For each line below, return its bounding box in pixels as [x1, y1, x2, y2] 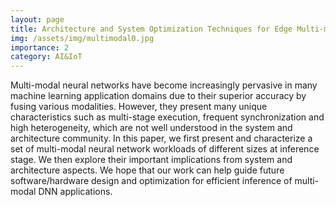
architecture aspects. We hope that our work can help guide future [10, 164, 285, 176]
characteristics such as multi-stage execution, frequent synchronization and [10, 111, 325, 123]
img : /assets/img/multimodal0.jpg [10, 33, 155, 43]
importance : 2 [10, 42, 70, 53]
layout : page [10, 14, 65, 25]
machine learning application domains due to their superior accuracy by [10, 90, 307, 102]
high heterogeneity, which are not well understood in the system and [10, 122, 293, 134]
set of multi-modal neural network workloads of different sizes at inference [10, 143, 320, 155]
